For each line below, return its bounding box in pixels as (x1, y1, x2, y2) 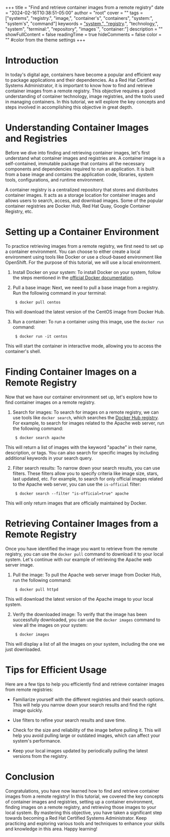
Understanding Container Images (5, 122, 149, 134)
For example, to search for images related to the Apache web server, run (12, 420, 165, 426)
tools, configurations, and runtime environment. (5, 176, 105, 183)
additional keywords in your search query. (5, 455, 93, 461)
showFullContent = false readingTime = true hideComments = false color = (5, 32, 162, 37)
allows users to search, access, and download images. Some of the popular (5, 197, 163, 204)
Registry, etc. (5, 208, 33, 214)
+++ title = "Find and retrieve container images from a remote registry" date (5, 5, 164, 10)
